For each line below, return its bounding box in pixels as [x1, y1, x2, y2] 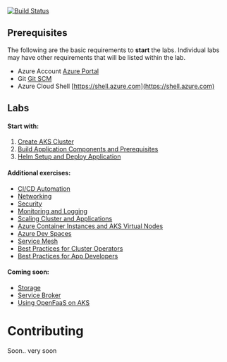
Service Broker [17, 291, 61, 299]
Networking [17, 192, 52, 200]
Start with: [7, 122, 39, 130]
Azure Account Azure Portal [17, 67, 99, 75]
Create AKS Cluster [17, 137, 74, 146]
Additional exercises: [7, 169, 71, 177]
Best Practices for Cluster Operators [17, 244, 123, 253]
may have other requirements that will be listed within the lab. [7, 53, 185, 61]
